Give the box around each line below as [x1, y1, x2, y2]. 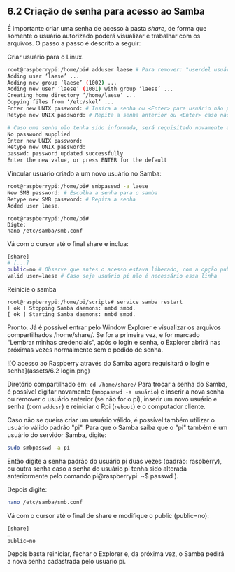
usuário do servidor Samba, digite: [7, 431, 107, 439]
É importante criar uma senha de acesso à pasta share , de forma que [7, 24, 207, 32]
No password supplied [7, 131, 71, 138]
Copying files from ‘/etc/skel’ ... [7, 99, 114, 106]
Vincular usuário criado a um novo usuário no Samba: [7, 169, 162, 178]
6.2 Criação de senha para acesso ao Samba [7, 6, 205, 17]
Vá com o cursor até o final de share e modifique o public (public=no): [7, 511, 210, 520]
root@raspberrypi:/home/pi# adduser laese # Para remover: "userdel [7, 66, 211, 73]
